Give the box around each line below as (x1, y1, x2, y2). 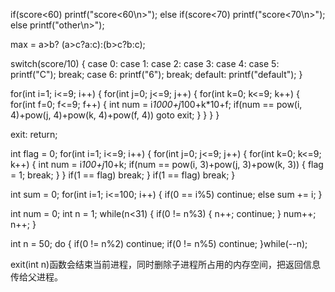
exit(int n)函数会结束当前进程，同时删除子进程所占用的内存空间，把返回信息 (10, 259, 322, 270)
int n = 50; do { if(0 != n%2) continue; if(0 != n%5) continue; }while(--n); (10, 238, 308, 249)
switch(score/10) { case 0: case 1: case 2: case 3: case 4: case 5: (10, 58, 280, 69)
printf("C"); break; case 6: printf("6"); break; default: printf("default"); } (10, 69, 303, 80)
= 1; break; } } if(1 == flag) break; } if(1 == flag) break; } (10, 169, 236, 181)
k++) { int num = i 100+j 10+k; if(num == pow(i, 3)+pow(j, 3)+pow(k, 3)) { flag (10, 159, 324, 170)
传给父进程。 (10, 271, 63, 283)
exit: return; (10, 129, 58, 140)
